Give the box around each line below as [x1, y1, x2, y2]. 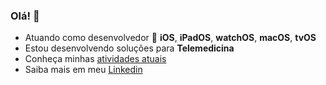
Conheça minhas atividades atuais [24, 53, 167, 65]
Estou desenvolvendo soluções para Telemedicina [24, 42, 235, 54]
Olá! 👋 [10, 9, 40, 23]
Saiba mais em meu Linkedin [24, 64, 143, 76]
